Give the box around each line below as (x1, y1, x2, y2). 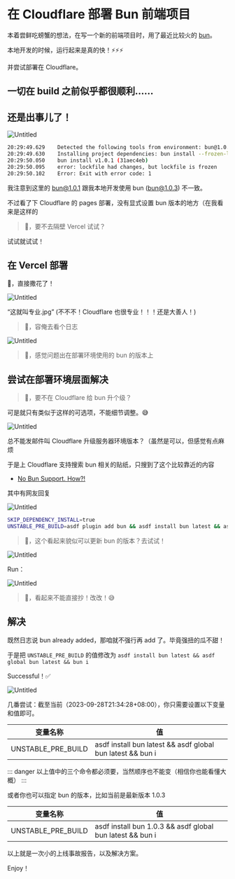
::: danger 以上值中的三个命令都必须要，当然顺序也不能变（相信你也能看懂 (7, 767, 220, 775)
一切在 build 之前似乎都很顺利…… (7, 85, 154, 97)
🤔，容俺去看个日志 (24, 323, 78, 331)
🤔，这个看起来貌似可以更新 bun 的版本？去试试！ (24, 537, 166, 545)
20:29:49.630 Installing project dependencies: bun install (7, 151, 196, 158)
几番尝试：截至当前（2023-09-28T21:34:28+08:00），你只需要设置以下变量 (7, 700, 225, 708)
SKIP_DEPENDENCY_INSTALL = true (7, 516, 96, 524)
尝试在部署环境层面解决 (7, 373, 108, 385)
